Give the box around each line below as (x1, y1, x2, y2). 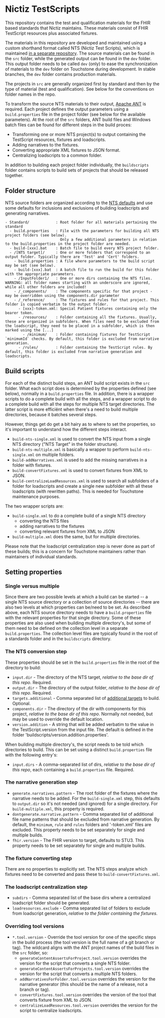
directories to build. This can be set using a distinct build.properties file (5, 746, 152, 753)
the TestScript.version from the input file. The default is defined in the (12, 727, 154, 732)
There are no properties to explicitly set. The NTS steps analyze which (5, 866, 148, 872)
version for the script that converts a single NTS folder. (19, 960, 131, 966)
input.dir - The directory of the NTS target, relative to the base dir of (12, 674, 154, 680)
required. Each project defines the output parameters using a (5, 106, 129, 112)
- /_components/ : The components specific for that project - (14, 289, 153, 294)
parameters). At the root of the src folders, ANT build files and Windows (5, 116, 151, 122)
